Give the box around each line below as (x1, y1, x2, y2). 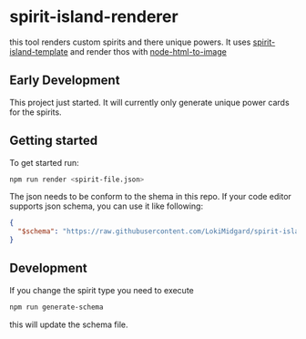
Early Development (9, 73, 120, 88)
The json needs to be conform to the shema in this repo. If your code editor (9, 191, 291, 202)
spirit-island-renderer (9, 6, 179, 27)
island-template (9, 46, 68, 56)
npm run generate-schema (9, 303, 104, 312)
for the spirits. (9, 107, 62, 118)
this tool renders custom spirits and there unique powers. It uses (9, 36, 251, 47)
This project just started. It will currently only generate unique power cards (9, 97, 290, 108)
